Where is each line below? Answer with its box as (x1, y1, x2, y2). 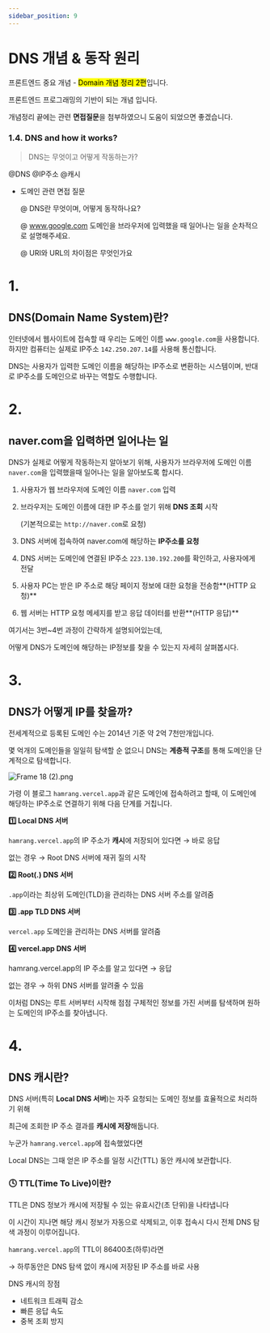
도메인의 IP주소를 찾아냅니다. (16, 1008, 108, 1018)
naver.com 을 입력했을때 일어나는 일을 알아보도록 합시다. (8, 467, 184, 477)
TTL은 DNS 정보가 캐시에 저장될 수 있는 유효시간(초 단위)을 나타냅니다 (8, 1200, 230, 1210)
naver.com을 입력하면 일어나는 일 (8, 434, 169, 448)
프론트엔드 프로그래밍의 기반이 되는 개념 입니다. (8, 95, 158, 104)
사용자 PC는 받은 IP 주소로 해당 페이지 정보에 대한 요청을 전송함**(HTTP (19, 580, 248, 590)
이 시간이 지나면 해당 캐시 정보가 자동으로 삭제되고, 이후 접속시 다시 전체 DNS (8, 1217, 252, 1227)
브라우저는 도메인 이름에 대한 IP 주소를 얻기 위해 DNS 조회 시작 (19, 501, 218, 511)
